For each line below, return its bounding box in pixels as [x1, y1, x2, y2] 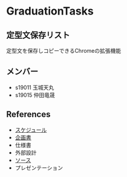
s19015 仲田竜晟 [15, 91, 56, 98]
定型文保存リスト [6, 30, 70, 40]
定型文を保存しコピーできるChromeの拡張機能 [6, 47, 122, 54]
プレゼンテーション [15, 164, 63, 171]
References [6, 109, 51, 119]
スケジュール [15, 126, 47, 133]
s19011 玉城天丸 [15, 84, 54, 91]
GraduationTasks [6, 4, 94, 18]
